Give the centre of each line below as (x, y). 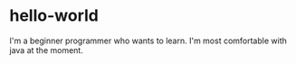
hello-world (54, 16)
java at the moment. (46, 50)
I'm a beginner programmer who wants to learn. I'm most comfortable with (148, 41)
